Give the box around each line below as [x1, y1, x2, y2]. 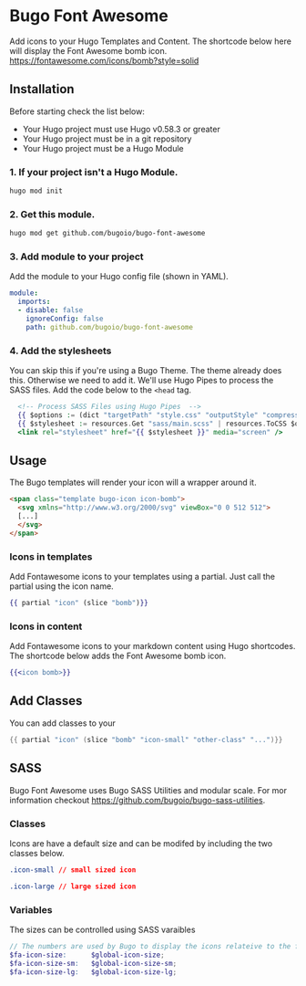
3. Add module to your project [9, 250, 144, 263]
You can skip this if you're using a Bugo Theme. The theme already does [9, 365, 282, 376]
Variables [9, 903, 53, 916]
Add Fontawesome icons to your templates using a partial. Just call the [9, 572, 276, 582]
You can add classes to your [9, 718, 117, 729]
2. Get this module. [9, 207, 96, 220]
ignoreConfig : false [25, 314, 104, 324]
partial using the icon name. [9, 581, 114, 592]
